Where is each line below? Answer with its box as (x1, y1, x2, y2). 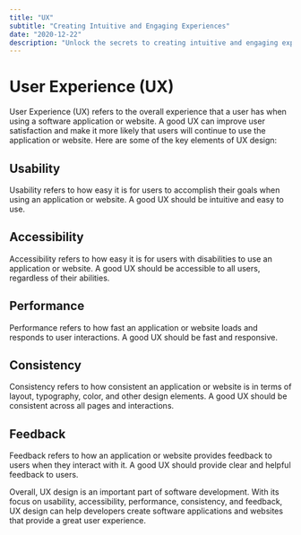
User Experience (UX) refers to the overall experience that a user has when (9, 107, 287, 117)
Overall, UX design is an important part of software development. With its (9, 487, 279, 497)
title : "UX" (9, 13, 54, 22)
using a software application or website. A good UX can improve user (9, 116, 266, 126)
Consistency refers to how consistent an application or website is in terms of (9, 382, 292, 393)
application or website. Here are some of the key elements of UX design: (9, 135, 278, 146)
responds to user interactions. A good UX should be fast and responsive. (9, 332, 279, 342)
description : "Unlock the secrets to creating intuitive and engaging (9, 38, 279, 47)
